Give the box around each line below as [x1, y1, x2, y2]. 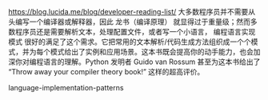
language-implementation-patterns [8, 83, 124, 92]
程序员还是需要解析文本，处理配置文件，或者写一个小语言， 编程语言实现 [14, 27, 256, 36]
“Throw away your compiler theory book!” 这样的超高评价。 [8, 67, 205, 76]
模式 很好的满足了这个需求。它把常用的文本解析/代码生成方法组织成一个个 [8, 37, 251, 46]
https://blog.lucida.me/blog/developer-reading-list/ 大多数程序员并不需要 [8, 7, 249, 16]
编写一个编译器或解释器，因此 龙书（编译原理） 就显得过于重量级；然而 [14, 17, 250, 26]
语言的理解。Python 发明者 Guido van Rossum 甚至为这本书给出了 [42, 57, 261, 66]
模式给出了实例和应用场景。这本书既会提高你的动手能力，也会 [50, 47, 254, 56]
